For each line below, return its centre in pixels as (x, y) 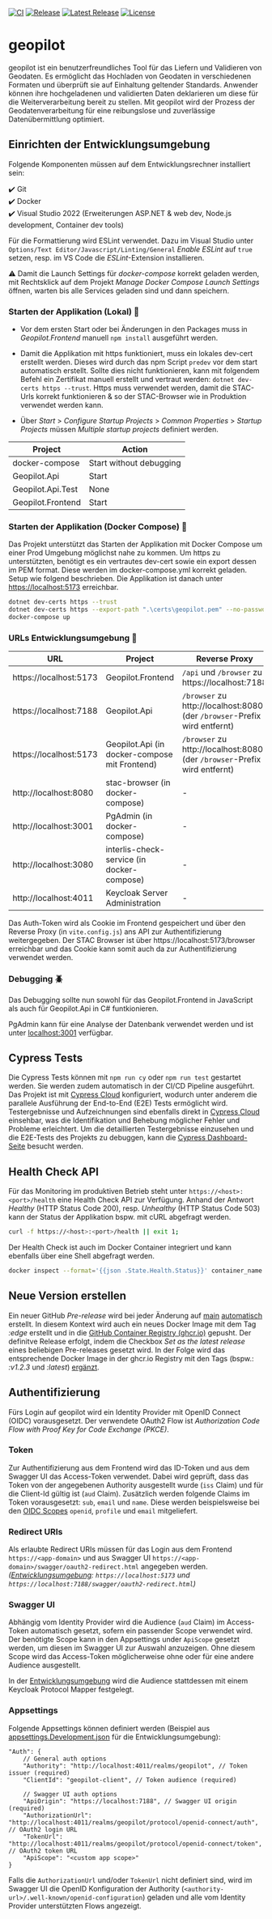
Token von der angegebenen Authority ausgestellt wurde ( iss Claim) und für (136, 1484)
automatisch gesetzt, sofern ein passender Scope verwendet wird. (142, 1631)
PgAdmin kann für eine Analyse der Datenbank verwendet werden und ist (131, 1024)
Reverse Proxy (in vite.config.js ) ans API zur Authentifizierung (115, 932)
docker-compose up (39, 618)
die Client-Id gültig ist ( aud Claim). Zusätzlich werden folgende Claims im (129, 1493)
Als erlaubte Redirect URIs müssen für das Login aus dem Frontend (120, 1549)
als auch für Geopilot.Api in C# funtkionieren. (84, 1008)
